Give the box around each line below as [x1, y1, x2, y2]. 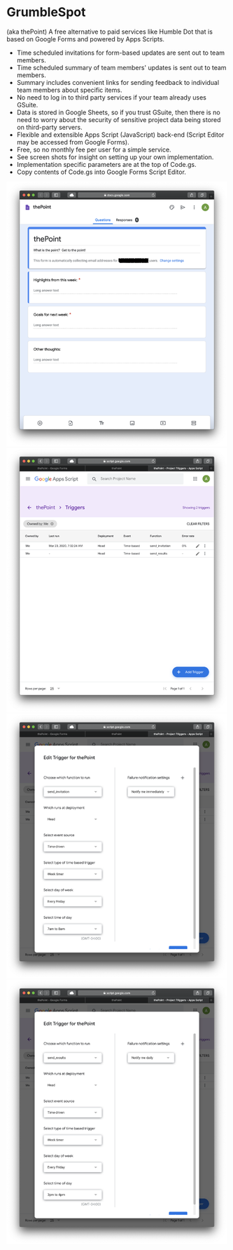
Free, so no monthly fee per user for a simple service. [16, 145, 172, 154]
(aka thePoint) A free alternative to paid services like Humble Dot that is [6, 27, 213, 36]
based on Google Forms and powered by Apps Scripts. [6, 34, 165, 43]
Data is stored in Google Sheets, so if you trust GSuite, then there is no [16, 108, 221, 116]
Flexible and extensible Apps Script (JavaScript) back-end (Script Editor [16, 130, 225, 139]
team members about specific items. [16, 86, 122, 94]
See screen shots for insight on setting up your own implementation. [16, 152, 214, 161]
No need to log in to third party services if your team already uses [16, 93, 207, 102]
